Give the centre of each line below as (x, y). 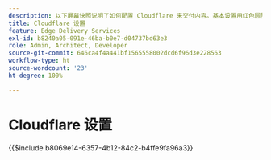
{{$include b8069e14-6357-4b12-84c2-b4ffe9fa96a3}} (101, 148)
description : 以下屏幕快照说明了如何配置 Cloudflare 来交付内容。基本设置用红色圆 (135, 16)
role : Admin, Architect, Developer (68, 46)
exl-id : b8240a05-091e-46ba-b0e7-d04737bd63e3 (88, 38)
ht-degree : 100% (35, 76)
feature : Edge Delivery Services (65, 31)
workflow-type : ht (39, 61)
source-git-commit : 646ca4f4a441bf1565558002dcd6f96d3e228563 (115, 53)
